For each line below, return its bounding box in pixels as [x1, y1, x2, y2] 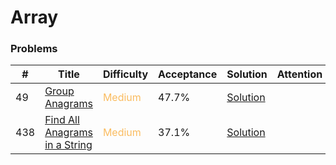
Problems [10, 42, 58, 56]
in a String [44, 138, 93, 152]
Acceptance [158, 67, 218, 81]
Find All [44, 113, 80, 127]
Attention [276, 67, 323, 81]
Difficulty [102, 67, 149, 81]
